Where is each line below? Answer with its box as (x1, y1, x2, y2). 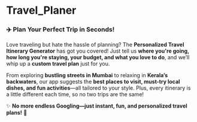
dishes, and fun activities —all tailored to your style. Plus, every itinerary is (6, 84, 191, 91)
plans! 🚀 (6, 109, 28, 117)
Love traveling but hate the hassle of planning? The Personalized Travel (6, 41, 184, 48)
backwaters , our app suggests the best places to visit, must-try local (6, 78, 180, 86)
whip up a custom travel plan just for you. (6, 60, 110, 68)
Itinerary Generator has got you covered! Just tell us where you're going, (6, 47, 190, 54)
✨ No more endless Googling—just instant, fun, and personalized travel (6, 102, 187, 109)
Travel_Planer (6, 4, 77, 17)
